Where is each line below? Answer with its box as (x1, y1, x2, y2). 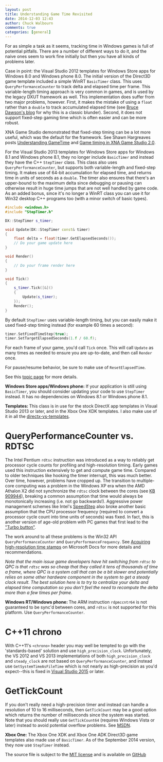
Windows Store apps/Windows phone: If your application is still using (5, 383, 147, 390)
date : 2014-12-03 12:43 (5, 16, 54, 21)
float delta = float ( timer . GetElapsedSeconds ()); (14, 236, 117, 241)
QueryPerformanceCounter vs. (5, 430, 134, 442)
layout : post (5, 7, 32, 12)
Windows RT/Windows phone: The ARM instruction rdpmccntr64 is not (5, 599, 147, 605)
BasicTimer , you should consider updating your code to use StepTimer (5, 389, 145, 394)
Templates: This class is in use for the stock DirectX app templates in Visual (5, 403, 158, 409)
